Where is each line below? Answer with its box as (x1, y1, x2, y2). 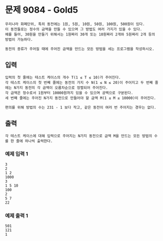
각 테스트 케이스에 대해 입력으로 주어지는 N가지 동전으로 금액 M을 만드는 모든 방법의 (5, 133, 152, 138)
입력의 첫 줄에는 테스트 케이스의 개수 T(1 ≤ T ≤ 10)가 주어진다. (5, 75, 121, 80)
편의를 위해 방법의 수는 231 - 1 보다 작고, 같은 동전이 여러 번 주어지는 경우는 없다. (5, 105, 157, 110)
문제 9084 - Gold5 (5, 4, 78, 16)
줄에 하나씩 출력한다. (16, 139, 53, 144)
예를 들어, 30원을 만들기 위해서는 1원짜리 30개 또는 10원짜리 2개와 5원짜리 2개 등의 (5, 32, 155, 37)
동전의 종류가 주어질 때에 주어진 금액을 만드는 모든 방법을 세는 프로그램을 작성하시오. (5, 47, 155, 51)
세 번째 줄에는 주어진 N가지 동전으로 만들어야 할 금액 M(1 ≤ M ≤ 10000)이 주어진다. (5, 96, 156, 100)
